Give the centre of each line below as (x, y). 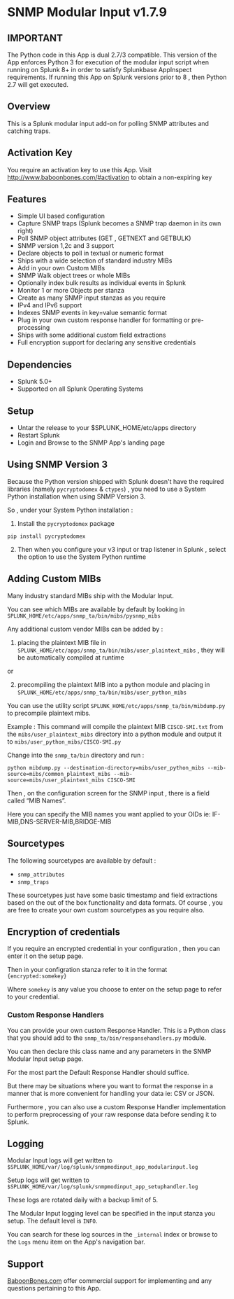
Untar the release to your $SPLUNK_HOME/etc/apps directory (107, 428)
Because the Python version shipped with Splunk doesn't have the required (116, 481)
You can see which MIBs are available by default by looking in (96, 609)
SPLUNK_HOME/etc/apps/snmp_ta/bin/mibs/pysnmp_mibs (84, 616)
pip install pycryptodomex (46, 536)
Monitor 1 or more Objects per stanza (71, 291)
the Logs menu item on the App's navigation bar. (76, 1242)
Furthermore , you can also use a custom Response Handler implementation (117, 1106)
